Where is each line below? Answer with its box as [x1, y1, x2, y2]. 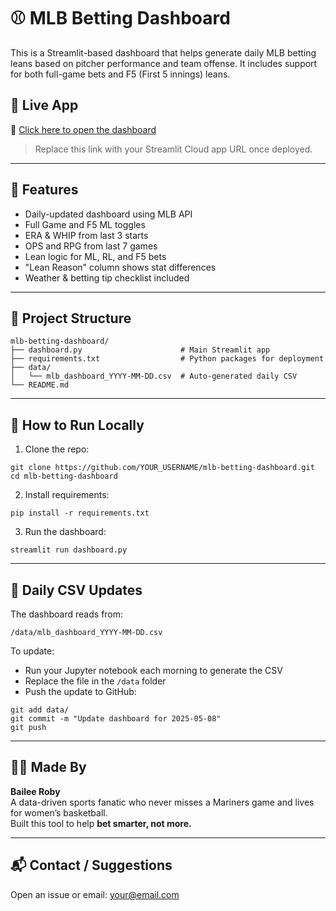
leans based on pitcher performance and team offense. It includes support [10, 57, 318, 69]
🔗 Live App [10, 97, 79, 114]
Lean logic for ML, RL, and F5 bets [24, 250, 167, 262]
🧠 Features [10, 181, 79, 199]
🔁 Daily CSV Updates [10, 581, 143, 599]
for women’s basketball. [10, 806, 108, 819]
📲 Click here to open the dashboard [10, 123, 157, 135]
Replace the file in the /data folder [24, 675, 167, 687]
